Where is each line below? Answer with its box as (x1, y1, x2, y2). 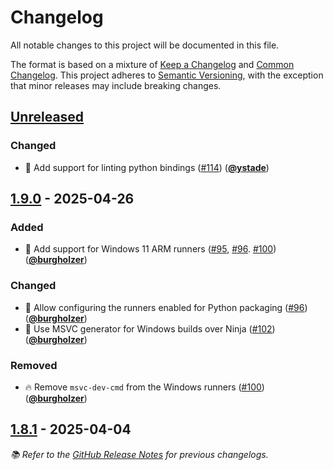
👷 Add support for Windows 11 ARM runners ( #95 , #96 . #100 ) (24, 243, 277, 255)
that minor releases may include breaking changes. (10, 79, 222, 91)
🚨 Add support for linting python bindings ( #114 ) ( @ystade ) (24, 161, 270, 173)
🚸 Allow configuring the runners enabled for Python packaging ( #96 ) (24, 301, 308, 313)
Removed (10, 358, 58, 372)
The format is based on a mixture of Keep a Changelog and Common (10, 58, 295, 70)
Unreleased (10, 109, 85, 126)
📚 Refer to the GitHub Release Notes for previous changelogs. (10, 448, 269, 460)
